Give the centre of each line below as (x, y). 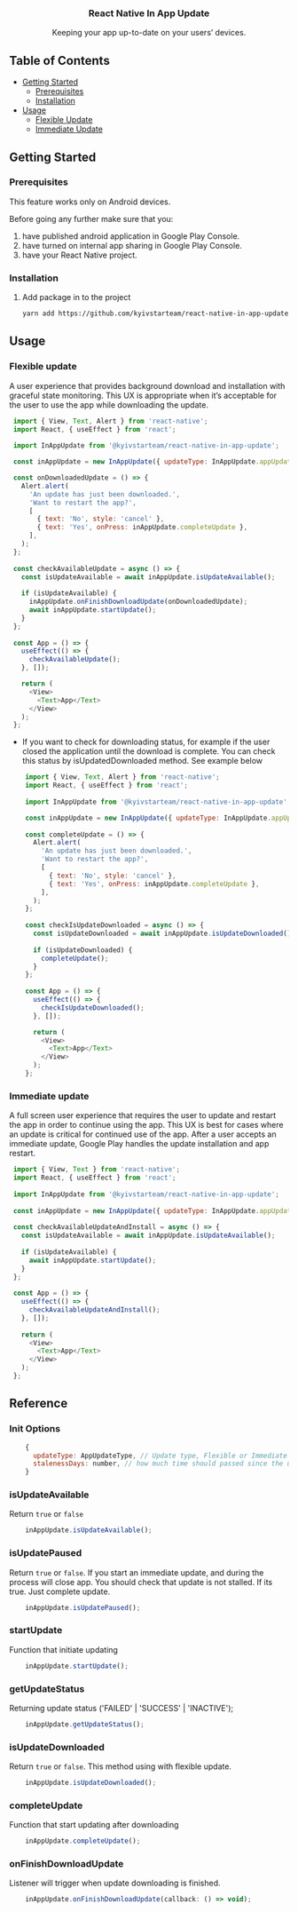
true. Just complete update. (60, 1591)
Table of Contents (60, 60)
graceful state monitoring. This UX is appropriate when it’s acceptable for (143, 395)
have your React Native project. (79, 255)
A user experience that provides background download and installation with (147, 385)
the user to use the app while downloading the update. (109, 405)
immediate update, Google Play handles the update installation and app (139, 1144)
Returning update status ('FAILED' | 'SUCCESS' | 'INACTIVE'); (122, 1708)
